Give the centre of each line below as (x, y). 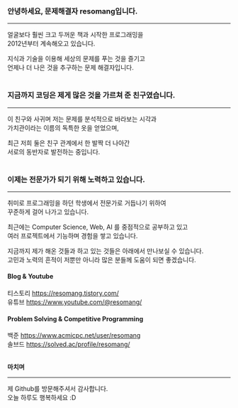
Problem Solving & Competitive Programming (75, 318)
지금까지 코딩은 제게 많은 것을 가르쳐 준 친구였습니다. (91, 95)
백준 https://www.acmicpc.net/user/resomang (74, 335)
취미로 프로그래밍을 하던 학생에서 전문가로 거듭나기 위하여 (87, 203)
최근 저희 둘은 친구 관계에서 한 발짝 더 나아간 (69, 143)
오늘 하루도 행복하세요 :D (42, 398)
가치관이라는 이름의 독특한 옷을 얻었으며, (63, 128)
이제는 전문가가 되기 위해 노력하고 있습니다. (76, 179)
